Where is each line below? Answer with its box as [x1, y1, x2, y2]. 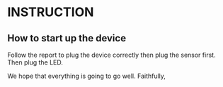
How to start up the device [7, 32, 126, 44]
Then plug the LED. [7, 58, 64, 67]
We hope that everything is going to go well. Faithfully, [7, 72, 166, 80]
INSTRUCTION [7, 4, 94, 20]
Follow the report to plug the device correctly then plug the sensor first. [7, 51, 216, 59]
